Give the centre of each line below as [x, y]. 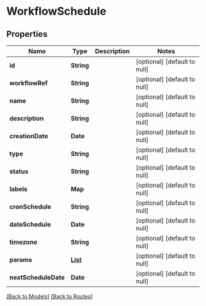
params [21, 260]
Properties [27, 34]
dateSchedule [30, 224]
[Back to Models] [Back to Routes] [50, 296]
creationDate [29, 136]
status [19, 171]
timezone [24, 242]
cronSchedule [30, 207]
